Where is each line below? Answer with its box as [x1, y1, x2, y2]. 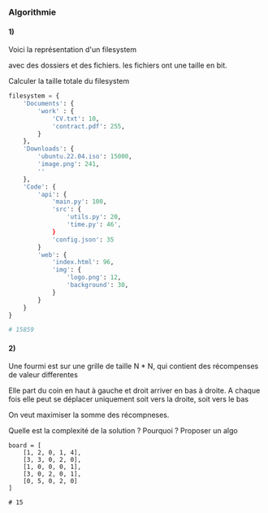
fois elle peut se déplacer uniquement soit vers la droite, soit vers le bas [8, 394, 249, 404]
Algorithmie [8, 7, 57, 18]
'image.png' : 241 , [37, 160, 100, 168]
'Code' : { [23, 182, 57, 191]
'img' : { [51, 266, 82, 274]
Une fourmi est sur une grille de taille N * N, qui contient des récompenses [8, 361, 259, 372]
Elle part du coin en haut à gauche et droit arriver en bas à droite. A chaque [8, 385, 261, 396]
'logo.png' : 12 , [66, 273, 122, 282]
